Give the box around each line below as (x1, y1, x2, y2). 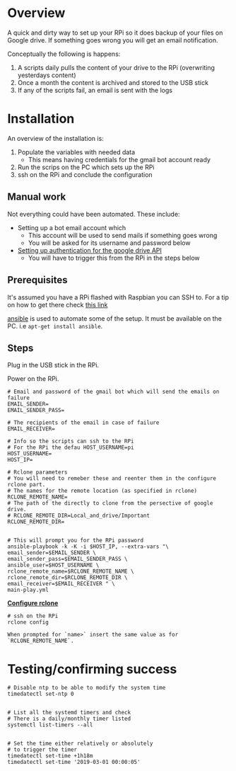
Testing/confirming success (7, 661, 177, 677)
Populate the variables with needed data (17, 147, 136, 156)
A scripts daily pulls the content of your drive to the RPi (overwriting (17, 63, 216, 72)
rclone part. (7, 481, 46, 489)
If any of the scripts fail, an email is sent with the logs (17, 86, 173, 94)
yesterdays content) (17, 71, 76, 79)
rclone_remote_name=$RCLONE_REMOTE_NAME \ (7, 568, 134, 575)
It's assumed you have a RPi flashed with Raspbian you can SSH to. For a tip (7, 292, 230, 302)
